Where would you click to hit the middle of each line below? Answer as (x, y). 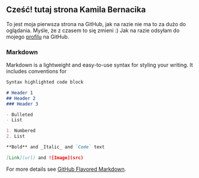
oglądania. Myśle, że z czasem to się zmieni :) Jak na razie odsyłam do (93, 30)
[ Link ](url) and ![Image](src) (45, 158)
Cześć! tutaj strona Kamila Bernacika (76, 10)
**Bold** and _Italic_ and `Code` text (56, 147)
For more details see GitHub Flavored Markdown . (66, 169)
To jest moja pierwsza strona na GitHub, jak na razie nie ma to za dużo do (96, 24)
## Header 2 (21, 98)
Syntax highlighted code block (45, 82)
